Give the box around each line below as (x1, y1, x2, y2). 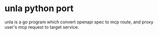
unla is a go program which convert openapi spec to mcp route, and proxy (4, 19, 154, 25)
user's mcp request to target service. (4, 24, 79, 30)
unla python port (4, 3, 74, 14)
